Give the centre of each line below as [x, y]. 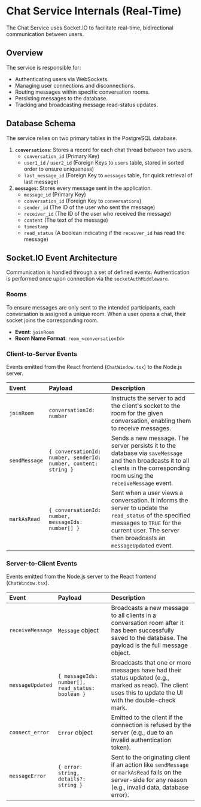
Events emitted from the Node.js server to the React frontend [81, 577]
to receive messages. [141, 428]
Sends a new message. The [150, 438]
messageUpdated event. [142, 545]
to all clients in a [134, 615]
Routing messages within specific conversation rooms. [82, 92]
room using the [132, 475]
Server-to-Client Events [42, 563]
